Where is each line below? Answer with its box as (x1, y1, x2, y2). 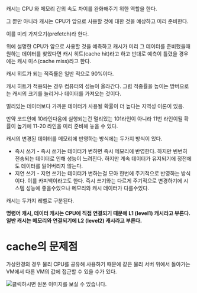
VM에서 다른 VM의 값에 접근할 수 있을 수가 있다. (6, 268, 117, 275)
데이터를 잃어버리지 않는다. (21, 162, 83, 170)
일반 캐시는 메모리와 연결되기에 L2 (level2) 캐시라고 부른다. (6, 217, 142, 224)
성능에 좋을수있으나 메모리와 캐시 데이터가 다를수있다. (25, 185, 150, 191)
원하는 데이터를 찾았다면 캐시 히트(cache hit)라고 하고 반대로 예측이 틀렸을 (6, 50, 177, 57)
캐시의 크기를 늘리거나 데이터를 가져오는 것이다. (12, 90, 122, 97)
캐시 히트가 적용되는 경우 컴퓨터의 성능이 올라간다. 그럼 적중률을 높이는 (6, 83, 169, 90)
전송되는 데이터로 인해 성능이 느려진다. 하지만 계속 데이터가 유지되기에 (14, 155, 176, 162)
